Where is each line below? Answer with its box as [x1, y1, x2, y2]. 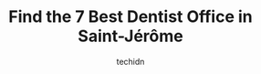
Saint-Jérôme [77, 26, 184, 47]
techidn [116, 56, 145, 67]
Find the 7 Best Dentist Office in [8, 6, 253, 27]
